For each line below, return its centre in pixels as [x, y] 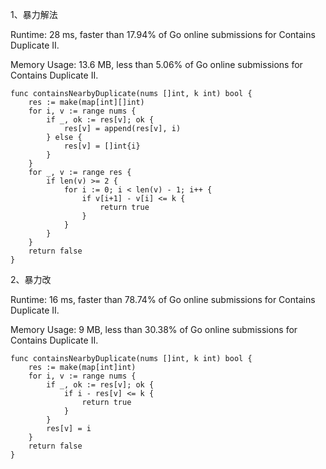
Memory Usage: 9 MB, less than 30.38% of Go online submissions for [154, 329]
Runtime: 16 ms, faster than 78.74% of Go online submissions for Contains [163, 299]
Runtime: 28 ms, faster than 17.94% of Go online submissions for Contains [163, 34]
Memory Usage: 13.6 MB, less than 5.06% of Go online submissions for [156, 64]
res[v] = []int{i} [102, 146]
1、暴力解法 [34, 14]
